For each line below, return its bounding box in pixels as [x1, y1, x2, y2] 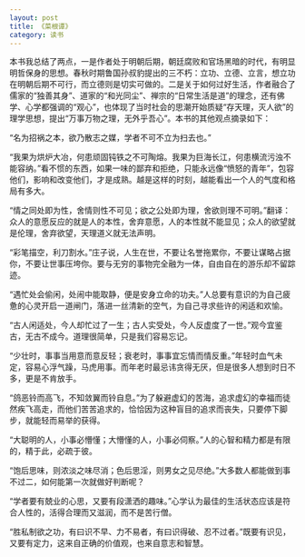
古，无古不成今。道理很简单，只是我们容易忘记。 [9, 331, 192, 342]
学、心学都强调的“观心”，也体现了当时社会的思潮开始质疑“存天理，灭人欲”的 [9, 102, 294, 113]
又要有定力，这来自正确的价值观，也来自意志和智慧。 [9, 538, 209, 549]
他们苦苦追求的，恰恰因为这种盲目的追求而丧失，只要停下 [64, 403, 280, 414]
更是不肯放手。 [25, 373, 82, 384]
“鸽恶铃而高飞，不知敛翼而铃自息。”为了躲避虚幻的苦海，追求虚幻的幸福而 [9, 393, 283, 403]
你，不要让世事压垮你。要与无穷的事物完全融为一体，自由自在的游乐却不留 [9, 258, 288, 269]
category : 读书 [9, 30, 64, 39]
